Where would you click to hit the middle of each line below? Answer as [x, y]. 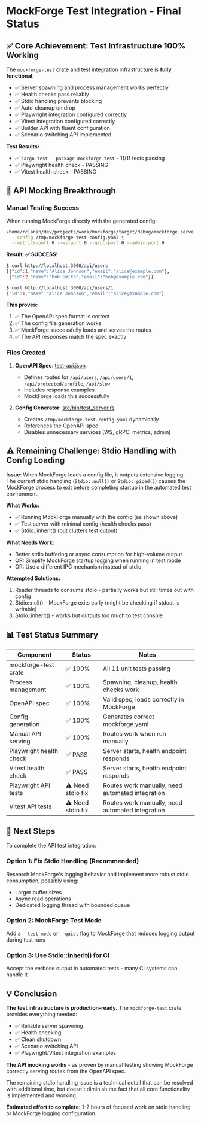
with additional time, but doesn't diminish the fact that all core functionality [98, 1089]
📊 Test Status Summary [52, 635]
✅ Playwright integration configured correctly [71, 114]
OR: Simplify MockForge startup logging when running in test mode [98, 560]
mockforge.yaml [126, 724]
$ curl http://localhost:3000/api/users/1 [60, 288]
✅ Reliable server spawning [49, 1026]
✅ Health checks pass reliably [52, 94]
